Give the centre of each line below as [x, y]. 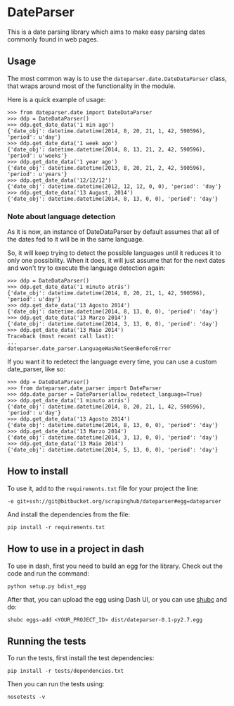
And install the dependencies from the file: [69, 514]
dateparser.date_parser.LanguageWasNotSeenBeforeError [89, 349]
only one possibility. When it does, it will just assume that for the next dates [116, 261]
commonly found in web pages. [53, 39]
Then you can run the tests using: [56, 684]
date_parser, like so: [36, 369]
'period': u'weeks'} [38, 156]
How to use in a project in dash [76, 549]
